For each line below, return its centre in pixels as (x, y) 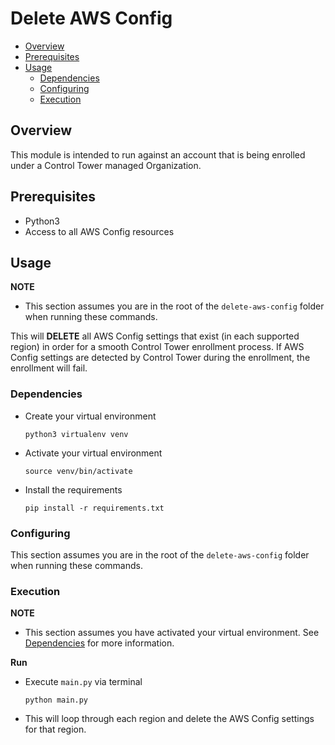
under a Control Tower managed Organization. (106, 165)
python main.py (56, 700)
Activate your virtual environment (93, 453)
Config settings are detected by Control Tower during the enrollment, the (160, 358)
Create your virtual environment (90, 416)
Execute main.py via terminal (83, 682)
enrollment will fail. (49, 368)
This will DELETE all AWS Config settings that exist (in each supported (155, 336)
